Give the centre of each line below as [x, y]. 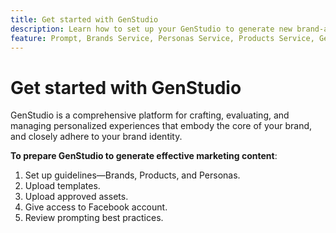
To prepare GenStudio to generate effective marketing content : [144, 156]
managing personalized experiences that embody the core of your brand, [161, 126]
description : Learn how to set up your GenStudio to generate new [151, 29]
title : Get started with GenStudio [84, 19]
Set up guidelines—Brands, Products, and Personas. [132, 175]
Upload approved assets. [76, 197]
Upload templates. [62, 186]
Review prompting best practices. [94, 218]
